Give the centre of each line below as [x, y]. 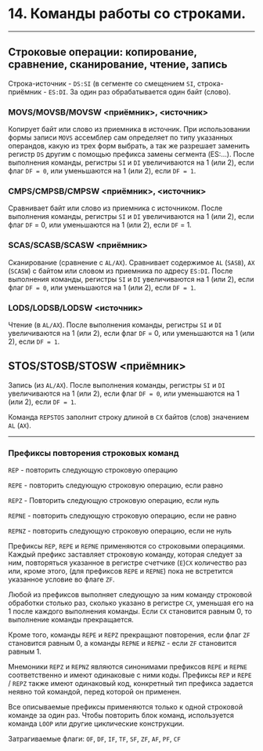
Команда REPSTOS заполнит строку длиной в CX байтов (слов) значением [129, 417]
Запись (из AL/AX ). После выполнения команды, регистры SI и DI [117, 385]
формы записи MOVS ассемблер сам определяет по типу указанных [121, 137]
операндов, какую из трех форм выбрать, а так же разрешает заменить [129, 146]
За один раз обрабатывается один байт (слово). [150, 92]
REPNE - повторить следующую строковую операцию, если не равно [122, 516]
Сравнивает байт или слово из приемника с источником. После [115, 208]
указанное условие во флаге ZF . [61, 580]
